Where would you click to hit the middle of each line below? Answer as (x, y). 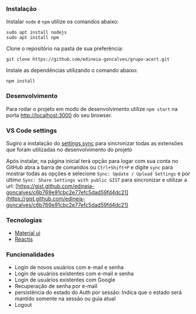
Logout (23, 305)
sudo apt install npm (33, 38)
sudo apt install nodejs (36, 32)
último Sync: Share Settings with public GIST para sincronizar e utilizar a (97, 179)
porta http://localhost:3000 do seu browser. (59, 115)
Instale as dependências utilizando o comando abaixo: (72, 70)
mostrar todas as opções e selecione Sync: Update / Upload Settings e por (98, 174)
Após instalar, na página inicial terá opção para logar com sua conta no (92, 161)
